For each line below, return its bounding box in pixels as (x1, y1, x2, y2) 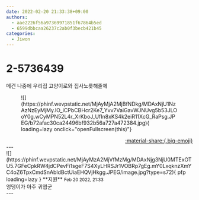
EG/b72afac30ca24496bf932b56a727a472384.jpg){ (21, 119, 150, 126)
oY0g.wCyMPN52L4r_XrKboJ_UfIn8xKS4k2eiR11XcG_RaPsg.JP (21, 113, 176, 120)
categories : (6, 31, 36, 37)
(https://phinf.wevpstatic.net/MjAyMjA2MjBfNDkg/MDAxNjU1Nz (21, 100, 176, 107)
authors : (6, 14, 28, 20)
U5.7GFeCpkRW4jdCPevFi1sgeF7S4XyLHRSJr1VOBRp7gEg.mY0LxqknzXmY (6, 162, 192, 169)
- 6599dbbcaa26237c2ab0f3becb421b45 (11, 25, 102, 31)
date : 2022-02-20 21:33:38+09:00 (6, 8, 89, 15)
